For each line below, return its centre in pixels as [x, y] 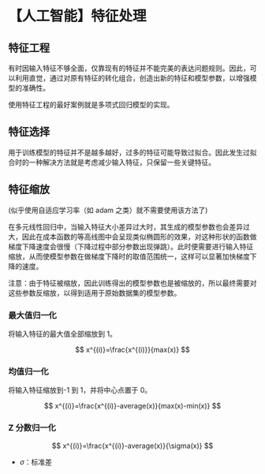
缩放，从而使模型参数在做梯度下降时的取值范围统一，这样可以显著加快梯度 [129, 256]
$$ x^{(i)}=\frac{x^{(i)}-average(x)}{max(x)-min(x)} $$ [132, 406]
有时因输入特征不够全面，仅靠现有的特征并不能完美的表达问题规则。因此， [129, 68]
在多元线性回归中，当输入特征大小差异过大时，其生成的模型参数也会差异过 [129, 226]
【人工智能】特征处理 [78, 16]
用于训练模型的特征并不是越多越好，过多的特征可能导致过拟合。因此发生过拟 [132, 152]
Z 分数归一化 [32, 428]
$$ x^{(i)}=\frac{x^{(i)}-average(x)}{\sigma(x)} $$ [132, 446]
